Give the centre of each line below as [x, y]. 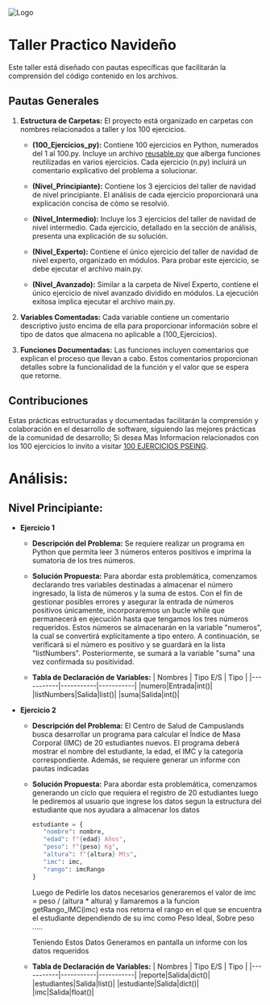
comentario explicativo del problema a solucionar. [114, 170]
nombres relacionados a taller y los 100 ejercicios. [103, 129]
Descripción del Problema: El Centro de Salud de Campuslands [138, 725]
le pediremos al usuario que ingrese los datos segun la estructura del [147, 801]
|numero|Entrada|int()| [175, 686]
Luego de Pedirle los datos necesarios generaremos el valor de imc [144, 892]
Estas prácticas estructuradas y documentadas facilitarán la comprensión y [134, 420]
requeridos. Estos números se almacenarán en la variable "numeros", [147, 627]
